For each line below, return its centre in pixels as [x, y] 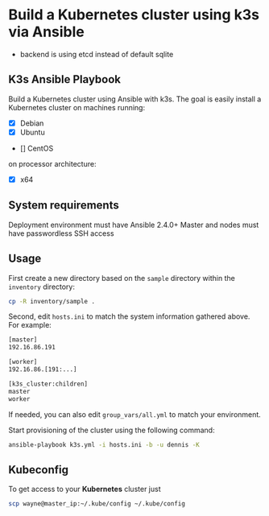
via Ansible [46, 32]
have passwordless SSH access [61, 233]
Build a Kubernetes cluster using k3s [134, 15]
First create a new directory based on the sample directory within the [122, 278]
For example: [30, 325]
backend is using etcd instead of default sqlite [97, 54]
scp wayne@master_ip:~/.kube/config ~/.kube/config [97, 504]
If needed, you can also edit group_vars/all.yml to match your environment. [135, 414]
